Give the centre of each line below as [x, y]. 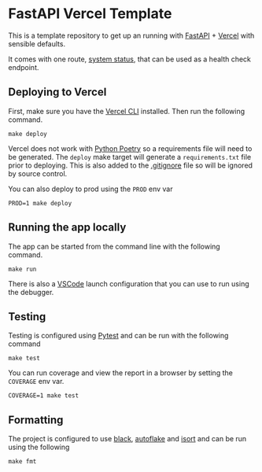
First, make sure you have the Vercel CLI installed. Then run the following [127, 111]
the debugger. [31, 292]
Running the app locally [67, 228]
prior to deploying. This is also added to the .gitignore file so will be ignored [131, 165]
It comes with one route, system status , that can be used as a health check [130, 59]
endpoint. [24, 67]
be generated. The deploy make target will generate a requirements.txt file [130, 157]
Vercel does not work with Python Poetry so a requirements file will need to [130, 148]
